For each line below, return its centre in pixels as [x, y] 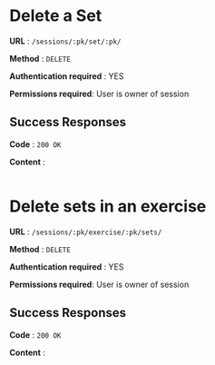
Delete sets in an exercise [108, 206]
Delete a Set [56, 16]
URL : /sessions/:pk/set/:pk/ [65, 41]
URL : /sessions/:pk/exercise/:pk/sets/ [86, 232]
